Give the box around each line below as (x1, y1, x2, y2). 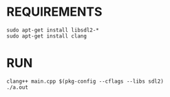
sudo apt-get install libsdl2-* (6, 27, 99, 33)
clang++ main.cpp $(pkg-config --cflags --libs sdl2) (6, 78, 164, 85)
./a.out (6, 83, 29, 91)
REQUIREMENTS (6, 4, 103, 20)
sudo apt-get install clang (6, 32, 87, 40)
